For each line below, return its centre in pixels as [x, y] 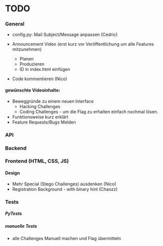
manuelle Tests [21, 226]
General [15, 24]
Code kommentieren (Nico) [40, 79]
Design [13, 173]
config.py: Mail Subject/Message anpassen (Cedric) [65, 34]
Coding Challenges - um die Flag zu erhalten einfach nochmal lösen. [89, 112]
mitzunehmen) [27, 49]
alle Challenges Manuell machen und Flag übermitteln [67, 238]
